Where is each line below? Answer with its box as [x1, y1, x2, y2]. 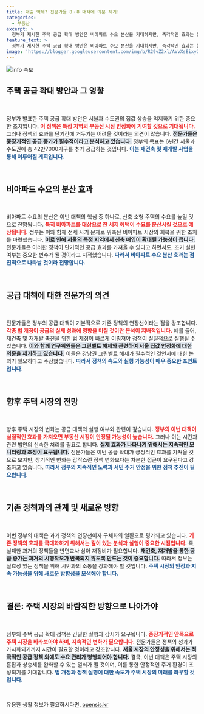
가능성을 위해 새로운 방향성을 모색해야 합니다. [12, 570, 119, 577]
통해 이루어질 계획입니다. [6, 153, 65, 160]
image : [6, 49, 23, 55]
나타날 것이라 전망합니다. [27, 259, 86, 266]
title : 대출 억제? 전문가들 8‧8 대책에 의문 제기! [6, 9, 120, 15]
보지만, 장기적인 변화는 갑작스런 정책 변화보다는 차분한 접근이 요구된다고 [17, 456, 188, 463]
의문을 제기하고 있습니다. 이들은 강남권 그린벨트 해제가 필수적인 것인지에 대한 [6, 350, 188, 357]
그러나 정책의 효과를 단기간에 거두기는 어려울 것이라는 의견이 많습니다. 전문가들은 [6, 130, 198, 137]
